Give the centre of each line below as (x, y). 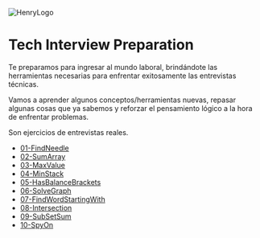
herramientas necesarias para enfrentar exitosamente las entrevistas (122, 76)
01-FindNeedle (45, 148)
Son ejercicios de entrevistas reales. (68, 132)
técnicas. (23, 84)
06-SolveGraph (45, 191)
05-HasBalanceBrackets (60, 182)
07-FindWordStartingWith (63, 199)
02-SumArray (43, 156)
